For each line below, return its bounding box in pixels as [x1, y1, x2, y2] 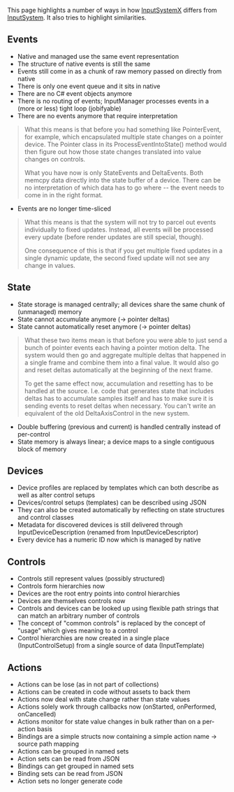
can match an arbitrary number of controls [17, 611, 140, 620]
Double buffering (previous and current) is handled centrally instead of [17, 423, 221, 431]
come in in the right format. [24, 190, 103, 199]
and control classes [17, 514, 75, 522]
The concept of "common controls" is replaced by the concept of [17, 619, 206, 628]
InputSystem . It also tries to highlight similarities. [7, 13, 147, 22]
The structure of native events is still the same [17, 59, 151, 68]
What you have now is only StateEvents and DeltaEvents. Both [24, 168, 204, 177]
